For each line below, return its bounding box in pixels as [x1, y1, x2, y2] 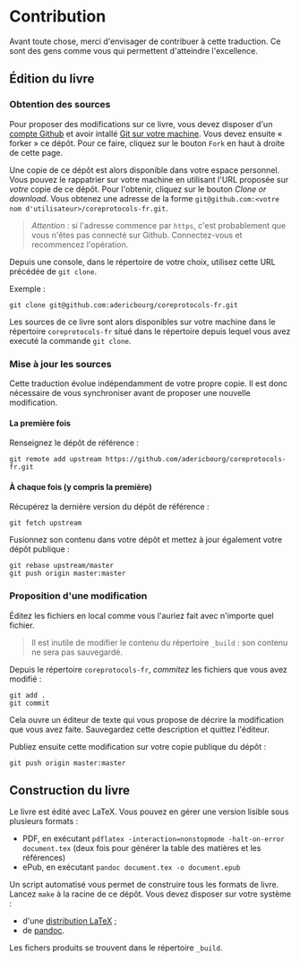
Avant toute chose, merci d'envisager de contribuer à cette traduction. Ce [9, 36, 281, 47]
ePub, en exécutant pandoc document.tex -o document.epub [21, 862, 241, 872]
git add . [9, 691, 47, 700]
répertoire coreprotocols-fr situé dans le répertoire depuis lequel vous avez [9, 325, 291, 337]
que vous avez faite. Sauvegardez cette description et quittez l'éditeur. [9, 724, 270, 734]
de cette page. [9, 147, 64, 158]
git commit [9, 699, 50, 708]
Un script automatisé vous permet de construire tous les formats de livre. [9, 880, 279, 890]
